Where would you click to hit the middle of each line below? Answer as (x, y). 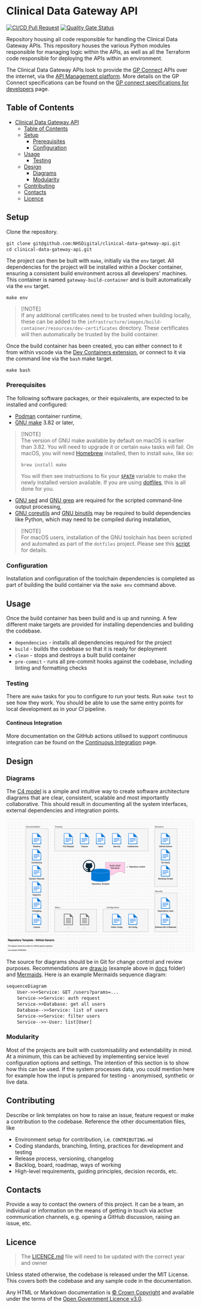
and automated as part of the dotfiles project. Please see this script (105, 543)
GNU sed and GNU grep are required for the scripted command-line (98, 500)
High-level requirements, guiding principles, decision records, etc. (96, 1171)
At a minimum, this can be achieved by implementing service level (88, 1056)
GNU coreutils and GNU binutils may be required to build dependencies (103, 513)
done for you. (37, 488)
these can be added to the (53, 321)
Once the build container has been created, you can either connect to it (94, 346)
